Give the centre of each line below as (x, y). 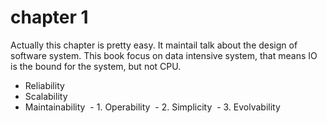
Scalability (46, 96)
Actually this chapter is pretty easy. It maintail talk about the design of (154, 45)
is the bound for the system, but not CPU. (96, 66)
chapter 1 (49, 17)
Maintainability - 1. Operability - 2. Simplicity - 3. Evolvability (152, 107)
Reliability (44, 85)
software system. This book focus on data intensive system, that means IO (164, 55)
